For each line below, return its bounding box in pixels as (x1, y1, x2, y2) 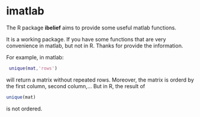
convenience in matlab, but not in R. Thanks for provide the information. (6, 42, 184, 49)
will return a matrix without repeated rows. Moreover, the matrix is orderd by (6, 76, 195, 83)
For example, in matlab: (6, 53, 64, 61)
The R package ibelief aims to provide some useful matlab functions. (6, 24, 177, 31)
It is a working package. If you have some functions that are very (6, 35, 166, 43)
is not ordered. (6, 105, 43, 112)
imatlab (6, 4, 45, 18)
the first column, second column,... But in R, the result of (6, 82, 146, 89)
